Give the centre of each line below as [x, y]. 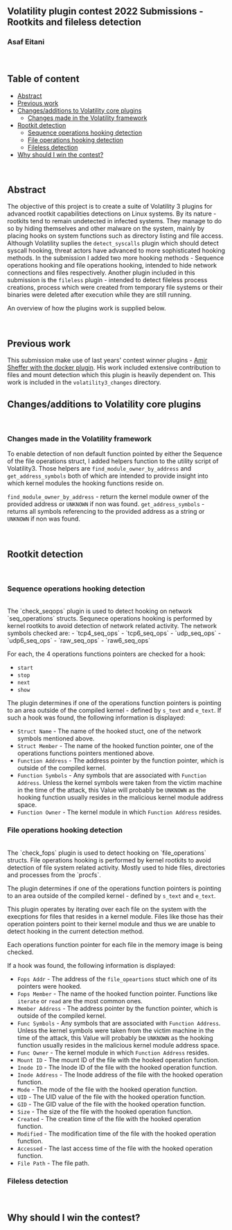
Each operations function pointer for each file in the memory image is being [115, 944]
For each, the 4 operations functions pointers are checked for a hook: [106, 654]
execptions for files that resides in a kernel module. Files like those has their [115, 916]
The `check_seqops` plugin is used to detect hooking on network [100, 611]
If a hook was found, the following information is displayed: [91, 965]
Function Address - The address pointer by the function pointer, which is [121, 761]
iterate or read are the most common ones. [80, 1001]
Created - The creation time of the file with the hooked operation [109, 1118]
